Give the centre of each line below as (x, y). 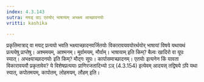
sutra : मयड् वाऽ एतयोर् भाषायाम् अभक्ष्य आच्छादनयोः (55, 17)
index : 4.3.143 (26, 12)
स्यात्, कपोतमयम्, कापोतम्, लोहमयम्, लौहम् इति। (53, 72)
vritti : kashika (27, 23)
